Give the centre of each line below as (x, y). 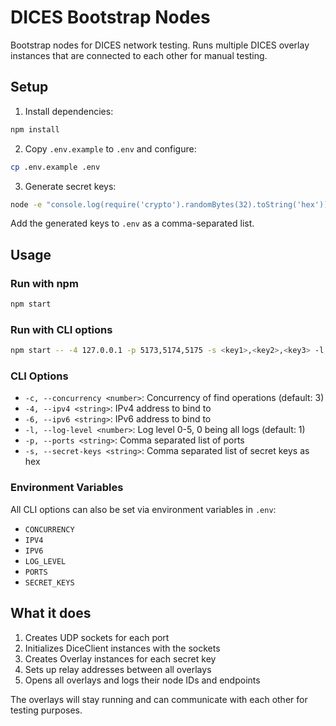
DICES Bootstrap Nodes (110, 17)
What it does (51, 613)
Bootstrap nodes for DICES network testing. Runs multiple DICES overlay (160, 45)
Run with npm (44, 283)
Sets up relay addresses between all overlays (118, 669)
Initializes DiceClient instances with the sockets (122, 648)
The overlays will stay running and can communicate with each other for (159, 699)
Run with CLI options (61, 329)
